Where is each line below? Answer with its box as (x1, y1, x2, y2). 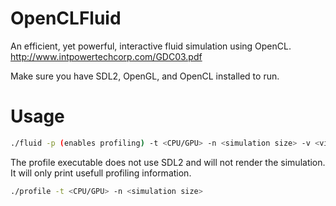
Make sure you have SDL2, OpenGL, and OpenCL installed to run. (10, 70, 280, 82)
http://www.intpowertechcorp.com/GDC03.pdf (10, 50, 203, 62)
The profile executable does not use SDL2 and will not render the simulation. (10, 156, 326, 168)
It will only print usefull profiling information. (10, 167, 192, 179)
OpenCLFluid (10, 7, 122, 30)
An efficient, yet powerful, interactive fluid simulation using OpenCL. (10, 40, 292, 52)
